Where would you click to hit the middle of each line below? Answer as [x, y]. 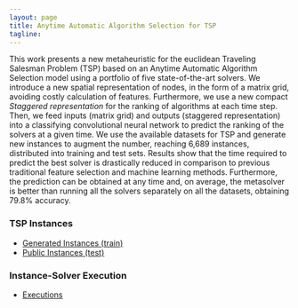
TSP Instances [41, 224]
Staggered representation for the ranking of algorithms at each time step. [144, 107]
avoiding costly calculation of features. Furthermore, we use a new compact [149, 97]
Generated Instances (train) [72, 243]
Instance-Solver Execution [68, 275]
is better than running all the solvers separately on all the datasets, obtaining [149, 191]
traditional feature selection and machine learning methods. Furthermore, [143, 172]
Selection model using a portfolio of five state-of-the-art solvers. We [135, 78]
